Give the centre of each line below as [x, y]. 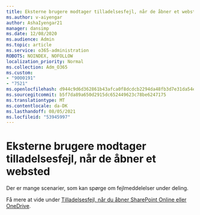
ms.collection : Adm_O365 [37, 67]
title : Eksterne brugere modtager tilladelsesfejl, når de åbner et [93, 12]
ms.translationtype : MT [36, 100]
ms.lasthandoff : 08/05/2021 [41, 111]
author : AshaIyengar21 [34, 23]
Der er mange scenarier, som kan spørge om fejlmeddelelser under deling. [97, 188]
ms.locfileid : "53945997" [38, 117]
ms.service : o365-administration [48, 51]
